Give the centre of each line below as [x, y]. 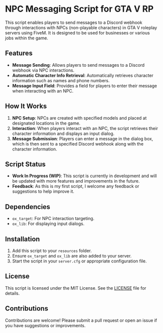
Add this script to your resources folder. [52, 251]
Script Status [25, 164]
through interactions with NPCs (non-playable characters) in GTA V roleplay [81, 27]
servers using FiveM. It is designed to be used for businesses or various [78, 33]
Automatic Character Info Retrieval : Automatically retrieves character [83, 75]
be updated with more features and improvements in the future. [76, 181]
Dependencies [28, 207]
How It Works [26, 106]
